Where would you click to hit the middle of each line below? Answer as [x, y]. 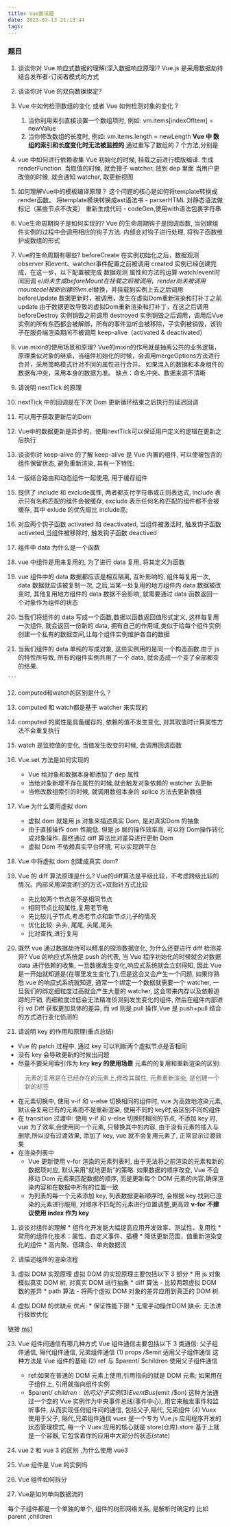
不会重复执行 [42, 730]
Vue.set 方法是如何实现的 [53, 759]
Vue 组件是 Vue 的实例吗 [52, 1464]
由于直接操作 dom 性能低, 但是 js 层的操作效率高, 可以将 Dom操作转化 [126, 829]
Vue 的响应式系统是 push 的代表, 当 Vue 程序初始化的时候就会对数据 [125, 956]
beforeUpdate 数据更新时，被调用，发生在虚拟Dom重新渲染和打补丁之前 [120, 298]
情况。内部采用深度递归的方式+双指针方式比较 [83, 884]
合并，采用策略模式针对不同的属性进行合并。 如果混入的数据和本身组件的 [121, 364]
